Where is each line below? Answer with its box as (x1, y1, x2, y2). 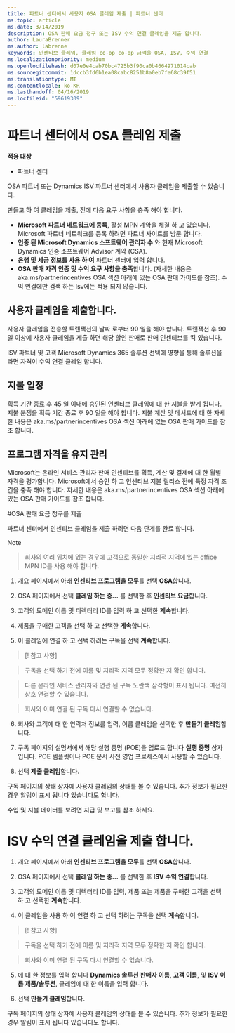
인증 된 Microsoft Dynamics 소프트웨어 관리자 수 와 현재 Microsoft (17, 238, 203, 246)
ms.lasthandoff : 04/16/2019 (7, 88, 90, 96)
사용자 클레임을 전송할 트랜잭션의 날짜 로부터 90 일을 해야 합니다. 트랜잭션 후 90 (7, 324, 227, 333)
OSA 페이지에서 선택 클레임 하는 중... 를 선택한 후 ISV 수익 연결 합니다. (17, 872, 208, 881)
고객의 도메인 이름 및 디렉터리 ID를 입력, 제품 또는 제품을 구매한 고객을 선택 (17, 888, 222, 896)
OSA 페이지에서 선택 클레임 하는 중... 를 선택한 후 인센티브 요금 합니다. (17, 591, 208, 600)
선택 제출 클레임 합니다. (17, 767, 79, 776)
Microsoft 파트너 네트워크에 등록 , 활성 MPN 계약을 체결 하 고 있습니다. (17, 221, 211, 229)
